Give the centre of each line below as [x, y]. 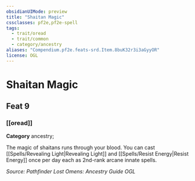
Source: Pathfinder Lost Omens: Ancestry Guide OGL [71, 171]
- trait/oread [29, 34]
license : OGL [22, 55]
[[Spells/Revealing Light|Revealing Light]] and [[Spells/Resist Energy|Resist [97, 153]
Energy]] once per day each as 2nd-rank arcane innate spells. [82, 160]
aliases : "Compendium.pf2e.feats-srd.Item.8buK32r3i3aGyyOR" [83, 50]
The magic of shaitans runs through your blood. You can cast [81, 147]
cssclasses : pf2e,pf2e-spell [42, 22]
